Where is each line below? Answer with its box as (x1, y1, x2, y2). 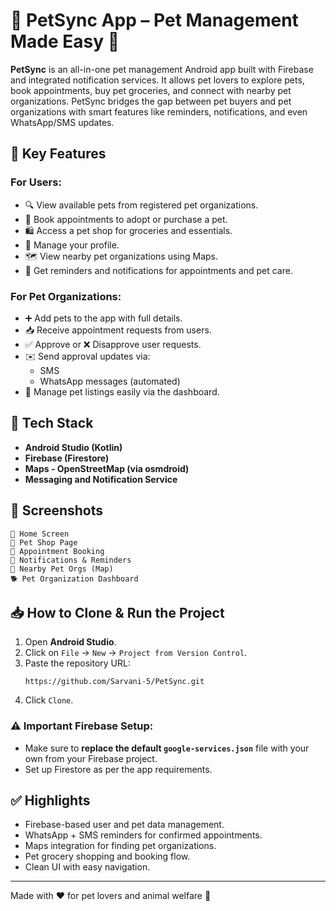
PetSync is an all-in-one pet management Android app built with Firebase (10, 63, 314, 75)
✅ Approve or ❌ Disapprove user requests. (24, 338, 202, 350)
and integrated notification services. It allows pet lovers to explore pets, (10, 74, 305, 86)
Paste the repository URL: (24, 657, 131, 669)
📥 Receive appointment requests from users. (24, 324, 212, 336)
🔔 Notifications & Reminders (10, 555, 132, 565)
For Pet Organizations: (10, 289, 122, 303)
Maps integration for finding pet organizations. (24, 840, 217, 852)
